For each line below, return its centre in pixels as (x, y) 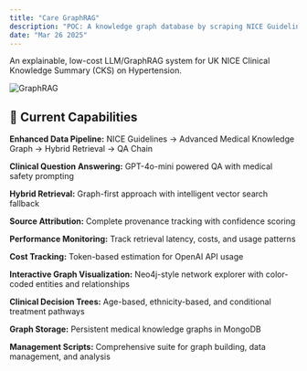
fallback (24, 204)
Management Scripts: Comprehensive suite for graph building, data (138, 347)
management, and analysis (60, 356)
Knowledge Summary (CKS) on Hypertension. (96, 70)
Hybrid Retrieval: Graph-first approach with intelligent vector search (139, 194)
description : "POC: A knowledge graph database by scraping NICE (136, 26)
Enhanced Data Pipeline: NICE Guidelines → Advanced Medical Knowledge (152, 139)
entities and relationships (83, 284)
